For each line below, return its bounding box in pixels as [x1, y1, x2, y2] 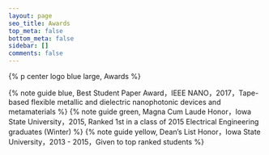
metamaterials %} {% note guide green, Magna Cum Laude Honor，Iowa [8, 107, 252, 116]
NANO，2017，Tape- [187, 88, 259, 98]
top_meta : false [8, 27, 63, 35]
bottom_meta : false [8, 34, 75, 43]
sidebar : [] [8, 42, 49, 50]
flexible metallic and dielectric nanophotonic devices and [31, 98, 221, 107]
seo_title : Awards [8, 19, 70, 27]
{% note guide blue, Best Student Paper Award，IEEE [8, 88, 186, 98]
